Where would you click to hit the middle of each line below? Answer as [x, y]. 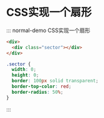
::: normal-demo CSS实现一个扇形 [48, 30]
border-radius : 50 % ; [37, 92]
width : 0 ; [24, 70]
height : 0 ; [25, 75]
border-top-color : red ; [41, 87]
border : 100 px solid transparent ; [55, 81]
